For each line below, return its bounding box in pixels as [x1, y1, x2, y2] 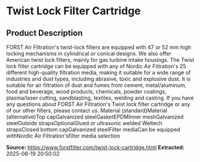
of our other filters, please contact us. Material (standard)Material [6, 107, 168, 114]
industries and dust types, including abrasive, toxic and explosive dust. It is [6, 76, 191, 82]
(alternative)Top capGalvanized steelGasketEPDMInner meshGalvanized [6, 113, 184, 120]
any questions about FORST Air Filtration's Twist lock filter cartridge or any [6, 101, 190, 108]
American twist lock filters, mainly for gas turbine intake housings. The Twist [6, 57, 195, 63]
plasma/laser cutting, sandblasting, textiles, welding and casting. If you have [6, 94, 194, 101]
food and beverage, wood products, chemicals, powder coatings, [6, 88, 167, 95]
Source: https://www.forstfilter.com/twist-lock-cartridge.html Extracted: [6, 144, 185, 151]
